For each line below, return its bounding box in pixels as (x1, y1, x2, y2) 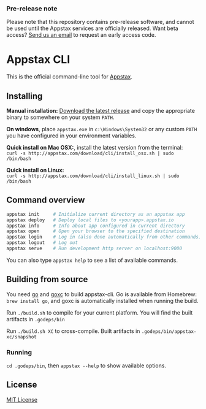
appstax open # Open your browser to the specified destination (6, 228, 185, 234)
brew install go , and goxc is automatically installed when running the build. (6, 297, 199, 304)
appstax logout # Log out (6, 240, 78, 246)
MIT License (6, 396, 38, 403)
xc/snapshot (6, 334, 37, 340)
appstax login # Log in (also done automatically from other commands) (6, 234, 202, 240)
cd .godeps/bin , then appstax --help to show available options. (6, 362, 167, 369)
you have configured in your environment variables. (6, 132, 137, 139)
